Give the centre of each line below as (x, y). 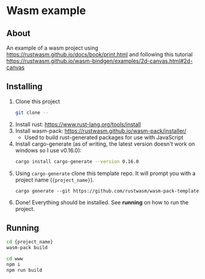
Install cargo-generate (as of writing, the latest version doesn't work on (105, 144)
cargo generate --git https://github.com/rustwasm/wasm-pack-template (107, 191)
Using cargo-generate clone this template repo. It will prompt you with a (105, 173)
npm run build (24, 270)
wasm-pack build (27, 248)
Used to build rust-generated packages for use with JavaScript (104, 137)
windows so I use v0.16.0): (48, 150)
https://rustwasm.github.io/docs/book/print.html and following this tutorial (99, 54)
